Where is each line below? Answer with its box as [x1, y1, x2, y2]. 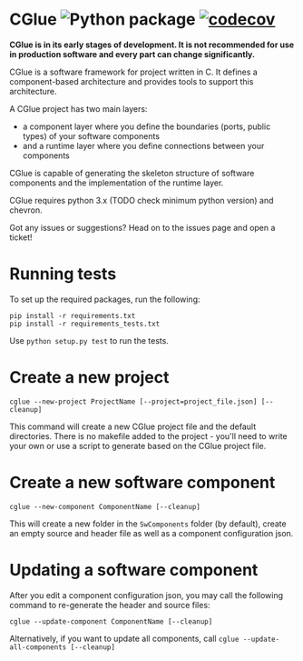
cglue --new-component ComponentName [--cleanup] [9, 502, 201, 511]
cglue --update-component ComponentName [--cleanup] [9, 616, 213, 626]
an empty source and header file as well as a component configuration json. [9, 527, 294, 538]
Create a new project [9, 367, 170, 388]
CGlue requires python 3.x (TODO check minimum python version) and [9, 195, 274, 205]
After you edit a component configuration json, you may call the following [9, 589, 284, 600]
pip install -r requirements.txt [9, 311, 136, 320]
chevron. [9, 205, 43, 215]
